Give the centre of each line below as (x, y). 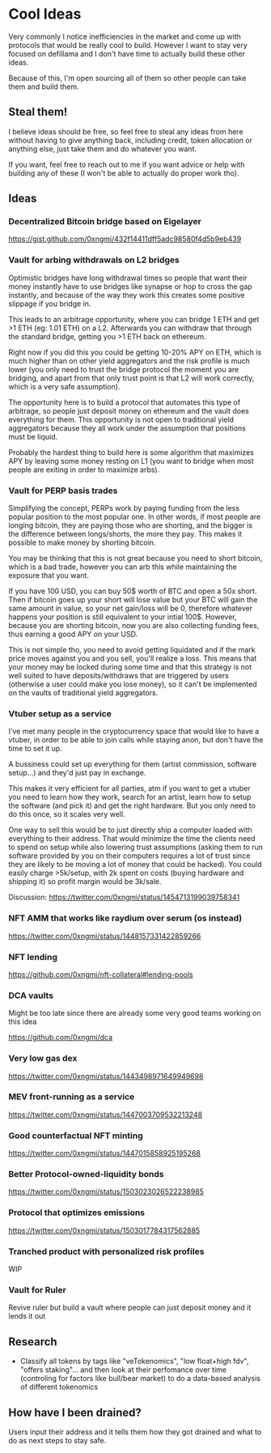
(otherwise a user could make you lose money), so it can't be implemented (133, 684)
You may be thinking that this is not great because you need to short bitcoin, (135, 559)
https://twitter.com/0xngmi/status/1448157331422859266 (105, 936)
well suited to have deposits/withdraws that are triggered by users (119, 676)
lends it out (27, 1316)
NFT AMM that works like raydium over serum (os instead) (125, 918)
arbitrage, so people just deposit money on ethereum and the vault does (129, 410)
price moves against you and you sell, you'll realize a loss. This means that (133, 659)
